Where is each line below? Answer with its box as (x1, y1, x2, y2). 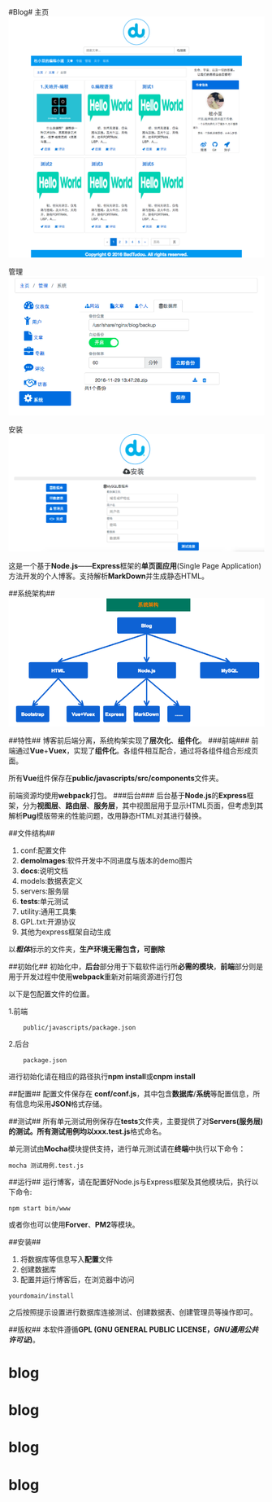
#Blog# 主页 (8, 7, 50, 16)
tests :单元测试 (19, 896, 69, 906)
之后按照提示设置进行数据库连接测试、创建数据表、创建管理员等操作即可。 (8, 1307, 257, 1317)
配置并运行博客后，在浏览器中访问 (19, 1274, 135, 1285)
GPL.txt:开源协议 (19, 916, 76, 926)
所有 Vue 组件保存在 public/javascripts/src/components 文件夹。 (8, 773, 223, 783)
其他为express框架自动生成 (19, 927, 111, 937)
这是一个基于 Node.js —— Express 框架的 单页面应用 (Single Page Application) (8, 561, 262, 571)
